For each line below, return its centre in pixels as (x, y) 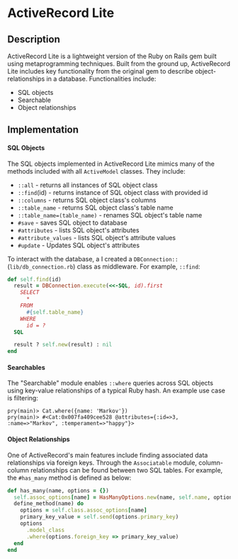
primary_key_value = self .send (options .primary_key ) (100, 517)
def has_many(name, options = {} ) (58, 490)
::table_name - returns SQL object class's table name (95, 208)
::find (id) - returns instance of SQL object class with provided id (113, 192)
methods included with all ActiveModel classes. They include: (96, 171)
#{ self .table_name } (55, 312)
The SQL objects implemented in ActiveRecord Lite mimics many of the (111, 164)
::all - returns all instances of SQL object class (87, 185)
